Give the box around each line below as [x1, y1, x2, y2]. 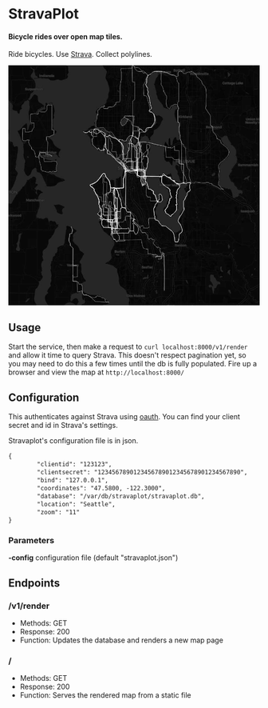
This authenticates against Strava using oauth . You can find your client [8, 412, 241, 422]
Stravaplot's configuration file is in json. [8, 436, 139, 446]
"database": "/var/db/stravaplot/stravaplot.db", [37, 493, 205, 501]
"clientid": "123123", [37, 461, 112, 469]
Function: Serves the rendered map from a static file [19, 690, 191, 700]
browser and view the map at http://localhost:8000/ [8, 367, 185, 377]
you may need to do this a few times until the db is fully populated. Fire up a [8, 359, 258, 369]
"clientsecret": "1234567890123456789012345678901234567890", [37, 469, 248, 477]
